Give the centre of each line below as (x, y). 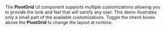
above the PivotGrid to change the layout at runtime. (59, 22)
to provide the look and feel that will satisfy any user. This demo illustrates (81, 12)
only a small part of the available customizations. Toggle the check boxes (80, 17)
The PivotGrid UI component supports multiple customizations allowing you (83, 7)
